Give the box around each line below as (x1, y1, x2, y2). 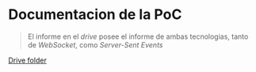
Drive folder (8, 55, 48, 65)
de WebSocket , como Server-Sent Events (27, 40, 163, 49)
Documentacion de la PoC (8, 6, 182, 24)
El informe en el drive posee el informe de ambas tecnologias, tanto (27, 32, 249, 41)
